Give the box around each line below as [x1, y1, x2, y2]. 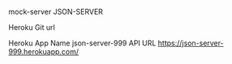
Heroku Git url [8, 23, 55, 32]
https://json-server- [157, 38, 225, 48]
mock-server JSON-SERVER [8, 7, 104, 16]
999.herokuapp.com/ [8, 47, 79, 56]
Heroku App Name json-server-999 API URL [8, 38, 157, 48]
